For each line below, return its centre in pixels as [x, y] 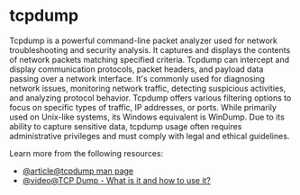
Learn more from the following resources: [86, 153]
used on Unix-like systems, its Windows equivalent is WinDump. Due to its [147, 117]
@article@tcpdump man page [78, 171]
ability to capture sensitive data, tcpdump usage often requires [126, 126]
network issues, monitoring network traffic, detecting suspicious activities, [148, 88]
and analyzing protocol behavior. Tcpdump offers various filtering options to [150, 97]
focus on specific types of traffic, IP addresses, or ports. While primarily [143, 107]
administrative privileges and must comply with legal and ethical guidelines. [150, 136]
